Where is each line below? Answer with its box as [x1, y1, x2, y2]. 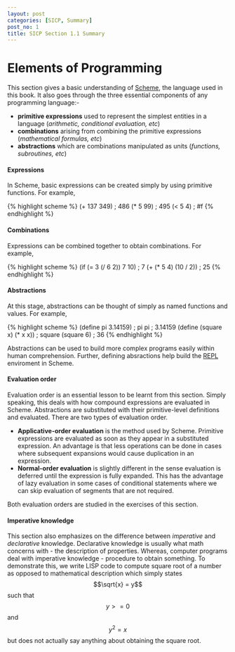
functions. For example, [7, 188, 76, 197]
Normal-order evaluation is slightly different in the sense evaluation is [17, 464, 221, 472]
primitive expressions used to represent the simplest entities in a [17, 112, 207, 120]
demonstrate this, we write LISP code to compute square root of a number [7, 562, 222, 570]
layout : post [7, 10, 46, 18]
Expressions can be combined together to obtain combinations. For [7, 241, 202, 250]
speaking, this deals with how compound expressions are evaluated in [7, 398, 210, 407]
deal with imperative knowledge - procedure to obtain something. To [7, 554, 206, 563]
